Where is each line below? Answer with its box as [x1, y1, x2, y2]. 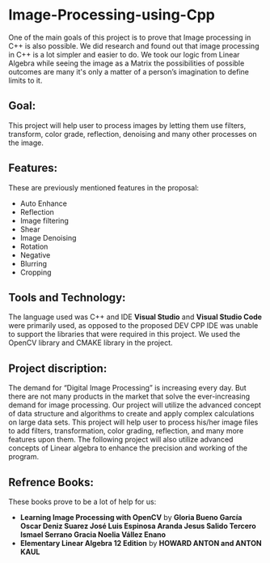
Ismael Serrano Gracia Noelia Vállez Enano [19, 530, 167, 540]
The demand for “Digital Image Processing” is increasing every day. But [8, 383, 247, 393]
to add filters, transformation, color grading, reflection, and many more [8, 426, 244, 436]
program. [8, 452, 40, 462]
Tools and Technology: [8, 290, 126, 305]
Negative [19, 250, 51, 260]
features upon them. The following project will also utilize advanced [8, 435, 234, 445]
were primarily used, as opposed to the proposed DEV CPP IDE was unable [8, 321, 259, 331]
